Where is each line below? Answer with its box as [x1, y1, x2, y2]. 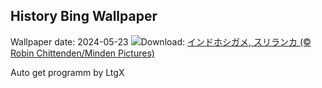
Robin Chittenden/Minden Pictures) [10, 47, 155, 59]
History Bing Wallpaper [10, 8, 158, 25]
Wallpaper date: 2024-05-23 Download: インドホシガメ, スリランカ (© [10, 35, 312, 48]
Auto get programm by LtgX [10, 66, 125, 78]
